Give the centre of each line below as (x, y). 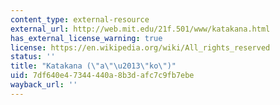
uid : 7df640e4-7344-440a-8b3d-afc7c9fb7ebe (102, 76)
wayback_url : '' (44, 85)
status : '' (33, 57)
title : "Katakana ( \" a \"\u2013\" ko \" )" (93, 66)
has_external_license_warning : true (86, 38)
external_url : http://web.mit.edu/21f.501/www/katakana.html (140, 29)
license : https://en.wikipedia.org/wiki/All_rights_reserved (140, 47)
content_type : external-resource (80, 19)
